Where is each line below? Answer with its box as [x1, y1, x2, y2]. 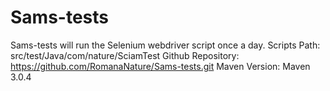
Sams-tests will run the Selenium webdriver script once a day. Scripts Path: [10, 39, 321, 51]
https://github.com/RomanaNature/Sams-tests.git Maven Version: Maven [10, 60, 311, 72]
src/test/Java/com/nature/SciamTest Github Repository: [10, 49, 240, 61]
